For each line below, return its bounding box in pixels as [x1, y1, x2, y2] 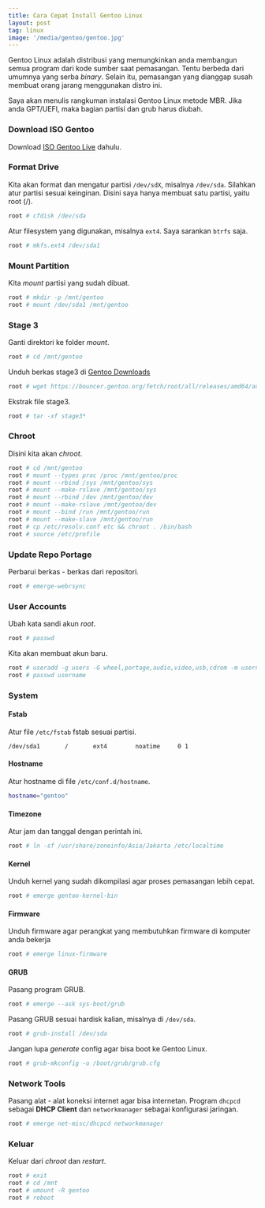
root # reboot [8, 1194, 55, 1202]
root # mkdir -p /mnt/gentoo [8, 293, 104, 301]
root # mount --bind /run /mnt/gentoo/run [8, 508, 150, 517]
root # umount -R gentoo [8, 1187, 90, 1195]
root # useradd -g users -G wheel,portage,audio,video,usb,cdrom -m [8, 664, 238, 672]
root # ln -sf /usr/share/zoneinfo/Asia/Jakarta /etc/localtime [8, 842, 224, 850]
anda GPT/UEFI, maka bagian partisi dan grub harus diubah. [8, 104, 203, 114]
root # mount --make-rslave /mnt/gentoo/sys [8, 486, 157, 494]
